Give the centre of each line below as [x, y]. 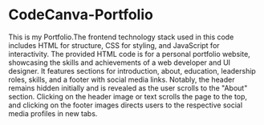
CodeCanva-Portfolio [81, 15]
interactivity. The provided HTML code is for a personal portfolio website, [129, 54]
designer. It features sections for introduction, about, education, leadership [132, 71]
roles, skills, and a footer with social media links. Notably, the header [122, 79]
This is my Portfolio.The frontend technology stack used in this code [121, 37]
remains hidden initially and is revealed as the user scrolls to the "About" [128, 88]
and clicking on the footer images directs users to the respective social [126, 105]
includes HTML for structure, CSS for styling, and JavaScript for [114, 45]
